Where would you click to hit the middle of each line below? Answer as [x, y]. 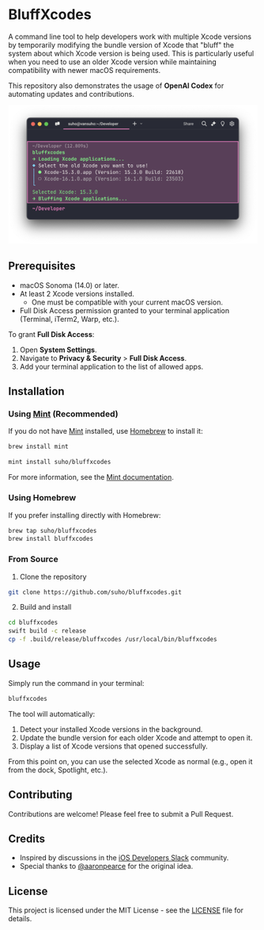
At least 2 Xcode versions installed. [77, 293]
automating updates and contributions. [71, 94]
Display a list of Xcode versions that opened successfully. [113, 746]
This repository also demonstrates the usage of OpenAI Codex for [116, 86]
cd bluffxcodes [33, 623]
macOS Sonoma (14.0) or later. [70, 285]
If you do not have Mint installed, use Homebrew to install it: [106, 431]
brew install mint [38, 447]
